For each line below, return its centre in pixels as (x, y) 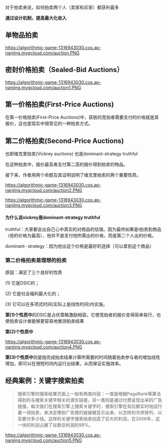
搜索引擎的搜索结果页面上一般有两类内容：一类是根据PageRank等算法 (89, 394)
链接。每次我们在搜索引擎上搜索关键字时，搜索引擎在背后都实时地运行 (90, 406)
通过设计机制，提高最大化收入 (36, 18)
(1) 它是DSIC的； (22, 283)
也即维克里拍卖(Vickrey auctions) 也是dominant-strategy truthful (71, 154)
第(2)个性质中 (19, 332)
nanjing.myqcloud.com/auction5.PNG (44, 440)
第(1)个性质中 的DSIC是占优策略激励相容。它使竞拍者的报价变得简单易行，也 (83, 315)
